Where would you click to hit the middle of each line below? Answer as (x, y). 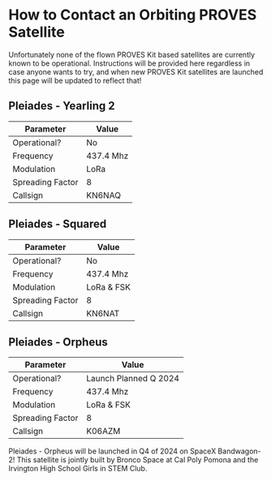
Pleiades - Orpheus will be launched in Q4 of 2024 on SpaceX (112, 451)
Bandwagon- (239, 451)
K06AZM (103, 432)
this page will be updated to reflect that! (75, 80)
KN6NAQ (104, 195)
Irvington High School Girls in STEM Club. (78, 469)
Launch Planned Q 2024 (133, 379)
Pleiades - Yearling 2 (62, 106)
